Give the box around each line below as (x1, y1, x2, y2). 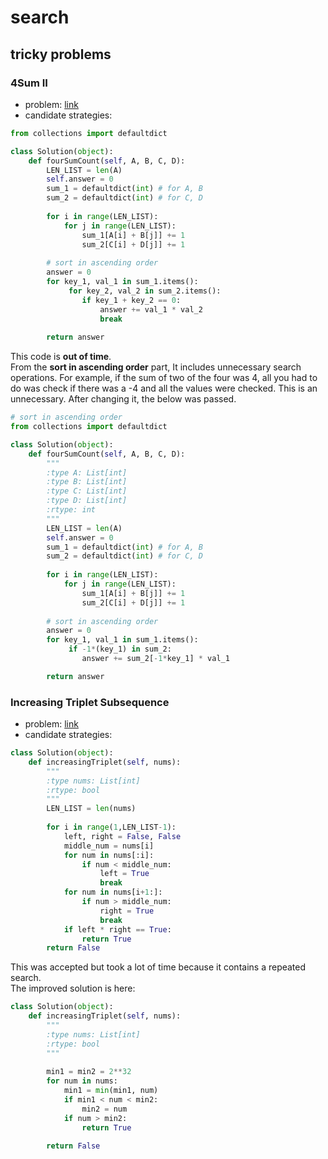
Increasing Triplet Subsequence (10, 695, 170, 709)
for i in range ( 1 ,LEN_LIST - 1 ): (46, 822, 177, 833)
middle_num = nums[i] (63, 841, 155, 851)
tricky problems (10, 46, 112, 63)
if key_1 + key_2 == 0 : (81, 295, 182, 305)
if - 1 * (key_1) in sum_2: (68, 644, 172, 655)
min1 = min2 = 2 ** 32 (46, 1067, 132, 1077)
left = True (99, 869, 150, 879)
